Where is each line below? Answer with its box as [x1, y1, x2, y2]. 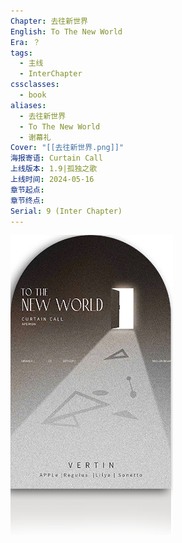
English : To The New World [10, 26, 123, 37]
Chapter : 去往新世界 [10, 16, 88, 26]
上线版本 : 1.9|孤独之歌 [10, 164, 98, 174]
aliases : [10, 100, 47, 110]
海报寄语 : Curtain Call [10, 153, 103, 164]
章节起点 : [10, 185, 45, 195]
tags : [10, 48, 33, 58]
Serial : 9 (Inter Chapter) [10, 206, 123, 216]
